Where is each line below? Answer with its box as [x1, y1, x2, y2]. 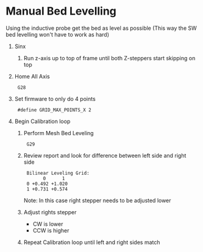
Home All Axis [14, 72, 50, 80]
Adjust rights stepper [23, 208, 77, 215]
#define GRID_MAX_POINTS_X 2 [17, 107, 92, 113]
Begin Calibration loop [14, 117, 71, 125]
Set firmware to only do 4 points [14, 95, 96, 102]
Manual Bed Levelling [5, 4, 117, 18]
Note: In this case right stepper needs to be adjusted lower [23, 197, 171, 204]
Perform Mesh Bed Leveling [23, 129, 94, 136]
